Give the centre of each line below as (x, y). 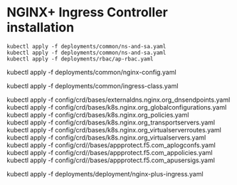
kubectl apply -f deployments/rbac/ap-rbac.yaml (80, 59)
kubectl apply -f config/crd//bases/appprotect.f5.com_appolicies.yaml (110, 152)
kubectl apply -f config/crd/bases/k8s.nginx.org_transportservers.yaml (111, 122)
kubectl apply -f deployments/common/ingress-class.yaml (93, 85)
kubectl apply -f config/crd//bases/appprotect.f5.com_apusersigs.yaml (111, 160)
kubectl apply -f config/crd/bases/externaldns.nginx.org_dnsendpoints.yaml (118, 100)
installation (41, 27)
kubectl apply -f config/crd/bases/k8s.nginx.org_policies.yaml (98, 115)
